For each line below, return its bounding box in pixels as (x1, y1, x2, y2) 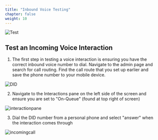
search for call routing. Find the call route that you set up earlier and (12, 67, 149, 73)
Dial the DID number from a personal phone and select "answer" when (12, 115, 154, 121)
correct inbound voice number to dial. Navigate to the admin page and (12, 62, 153, 68)
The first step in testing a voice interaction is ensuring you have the (12, 56, 147, 62)
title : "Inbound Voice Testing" (5, 7, 70, 12)
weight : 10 (5, 16, 27, 21)
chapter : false (5, 12, 36, 17)
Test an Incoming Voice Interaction (5, 43, 113, 52)
